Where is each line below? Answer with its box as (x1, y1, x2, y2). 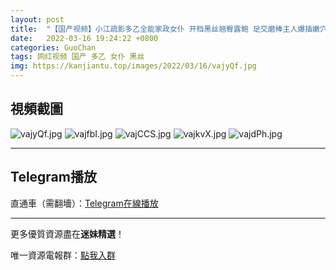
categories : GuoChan (10, 42, 97, 53)
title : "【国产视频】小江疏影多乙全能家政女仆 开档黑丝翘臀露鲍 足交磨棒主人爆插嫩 (10, 24, 320, 34)
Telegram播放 (10, 169, 97, 186)
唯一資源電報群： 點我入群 (10, 249, 116, 261)
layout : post (10, 14, 65, 25)
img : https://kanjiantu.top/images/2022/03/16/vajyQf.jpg (10, 61, 257, 71)
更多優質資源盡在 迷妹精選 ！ (10, 227, 125, 240)
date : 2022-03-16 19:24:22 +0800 (10, 33, 159, 43)
